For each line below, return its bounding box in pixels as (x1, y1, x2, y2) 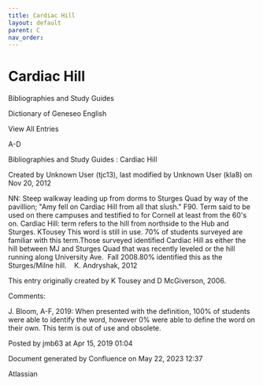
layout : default (8, 19, 61, 27)
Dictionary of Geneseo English (8, 109, 107, 118)
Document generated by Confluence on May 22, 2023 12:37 (8, 354, 203, 364)
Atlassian (8, 369, 38, 379)
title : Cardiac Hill (8, 11, 76, 20)
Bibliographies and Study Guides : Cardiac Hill (8, 155, 157, 164)
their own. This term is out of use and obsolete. (8, 323, 161, 333)
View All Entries (8, 124, 59, 134)
